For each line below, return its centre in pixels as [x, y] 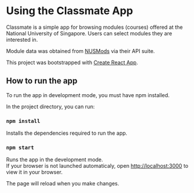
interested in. [22, 39]
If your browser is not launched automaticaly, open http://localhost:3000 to [97, 166]
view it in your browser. [34, 172]
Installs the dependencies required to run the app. [67, 133]
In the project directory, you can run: [50, 107]
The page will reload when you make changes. [63, 184]
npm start [20, 147]
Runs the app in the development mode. [55, 159]
